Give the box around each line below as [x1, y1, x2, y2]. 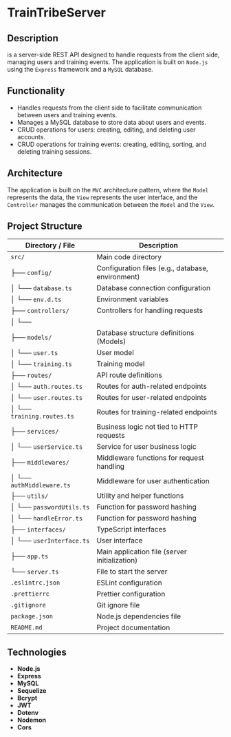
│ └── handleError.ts [10, 514, 83, 523]
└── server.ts [10, 567, 59, 576]
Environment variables [96, 294, 169, 304]
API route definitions [96, 370, 163, 380]
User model [96, 348, 134, 358]
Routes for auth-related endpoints [96, 381, 208, 391]
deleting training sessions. [16, 147, 92, 156]
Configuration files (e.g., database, [96, 263, 208, 273]
